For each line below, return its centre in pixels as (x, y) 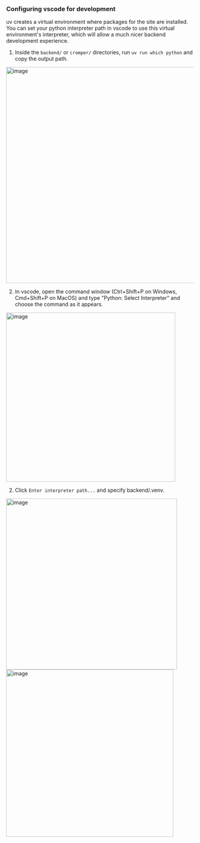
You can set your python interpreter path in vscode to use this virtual (90, 28)
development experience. (37, 41)
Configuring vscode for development (61, 9)
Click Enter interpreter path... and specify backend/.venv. (90, 490)
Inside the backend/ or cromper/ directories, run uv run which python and (104, 52)
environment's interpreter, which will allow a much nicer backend (86, 35)
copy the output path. (41, 59)
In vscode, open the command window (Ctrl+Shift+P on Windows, (96, 292)
